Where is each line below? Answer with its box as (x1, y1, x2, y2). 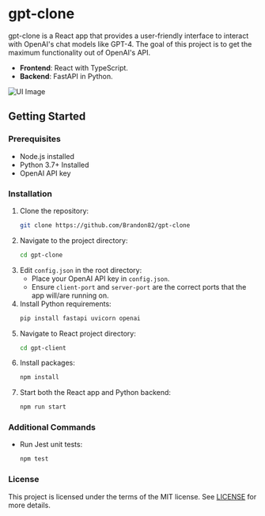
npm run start (19, 403, 66, 412)
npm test (19, 455, 49, 463)
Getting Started (8, 110, 86, 123)
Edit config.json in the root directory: (19, 265, 142, 275)
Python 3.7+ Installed (19, 160, 89, 169)
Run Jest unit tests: (19, 440, 83, 450)
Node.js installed (19, 151, 75, 161)
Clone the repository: (19, 206, 89, 215)
